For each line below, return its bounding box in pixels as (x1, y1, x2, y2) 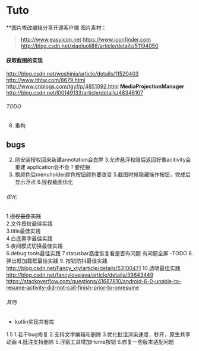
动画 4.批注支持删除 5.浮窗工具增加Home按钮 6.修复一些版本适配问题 (6, 338, 174, 345)
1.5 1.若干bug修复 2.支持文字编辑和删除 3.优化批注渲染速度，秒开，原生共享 (6, 331, 191, 338)
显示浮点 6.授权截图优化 (14, 178, 73, 186)
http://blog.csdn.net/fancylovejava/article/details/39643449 (6, 271, 154, 278)
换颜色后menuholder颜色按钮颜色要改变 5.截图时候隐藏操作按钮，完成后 (14, 171, 191, 178)
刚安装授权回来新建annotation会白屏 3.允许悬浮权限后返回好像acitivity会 (14, 156, 191, 164)
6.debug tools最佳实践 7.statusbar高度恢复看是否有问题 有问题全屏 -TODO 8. (6, 250, 194, 257)
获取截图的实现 (6, 57, 43, 64)
